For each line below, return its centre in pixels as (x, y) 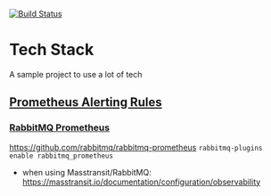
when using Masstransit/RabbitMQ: (86, 172)
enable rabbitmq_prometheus (62, 156)
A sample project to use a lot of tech (76, 74)
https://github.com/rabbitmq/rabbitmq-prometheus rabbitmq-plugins (136, 147)
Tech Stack (52, 50)
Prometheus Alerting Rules (86, 102)
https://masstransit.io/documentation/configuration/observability (141, 182)
